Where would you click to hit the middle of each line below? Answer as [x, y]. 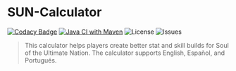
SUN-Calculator [55, 12]
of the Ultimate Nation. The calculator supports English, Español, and [125, 53]
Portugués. [41, 60]
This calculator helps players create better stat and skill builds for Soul [126, 45]
